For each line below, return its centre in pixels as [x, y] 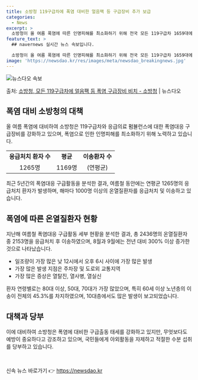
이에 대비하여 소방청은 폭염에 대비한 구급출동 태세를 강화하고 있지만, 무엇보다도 [97, 332]
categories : [21, 17]
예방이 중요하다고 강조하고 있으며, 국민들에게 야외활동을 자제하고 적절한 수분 [94, 339]
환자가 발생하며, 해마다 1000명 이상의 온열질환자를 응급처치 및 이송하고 [103, 191]
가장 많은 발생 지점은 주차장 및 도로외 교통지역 [67, 269]
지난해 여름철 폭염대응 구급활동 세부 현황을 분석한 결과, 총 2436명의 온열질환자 [97, 234]
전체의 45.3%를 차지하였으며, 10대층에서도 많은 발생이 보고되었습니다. [98, 296]
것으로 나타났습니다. [29, 249]
